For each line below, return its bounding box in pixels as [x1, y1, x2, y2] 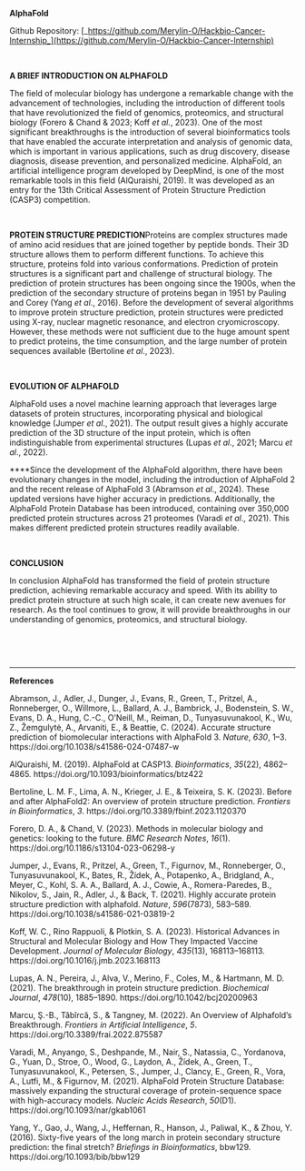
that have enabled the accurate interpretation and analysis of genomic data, [9, 136, 293, 146]
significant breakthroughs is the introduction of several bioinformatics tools [9, 126, 290, 137]
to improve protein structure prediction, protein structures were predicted [9, 307, 284, 318]
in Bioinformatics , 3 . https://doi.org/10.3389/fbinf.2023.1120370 [9, 805, 247, 816]
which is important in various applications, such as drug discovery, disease [9, 146, 290, 156]
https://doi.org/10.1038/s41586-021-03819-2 [9, 909, 175, 919]
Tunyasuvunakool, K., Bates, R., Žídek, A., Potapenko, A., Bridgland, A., [9, 870, 275, 881]
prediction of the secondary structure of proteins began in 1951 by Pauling [9, 288, 287, 298]
